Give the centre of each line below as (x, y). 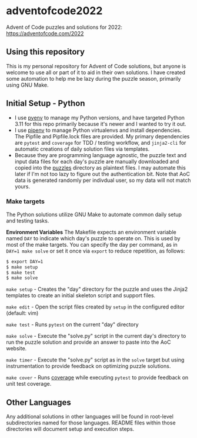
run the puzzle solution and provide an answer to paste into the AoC (89, 342)
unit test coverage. (29, 384)
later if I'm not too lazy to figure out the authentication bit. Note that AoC (102, 174)
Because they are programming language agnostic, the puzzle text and (101, 155)
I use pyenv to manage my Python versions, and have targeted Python (100, 117)
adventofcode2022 (54, 11)
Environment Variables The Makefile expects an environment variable (91, 232)
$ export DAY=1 (25, 261)
